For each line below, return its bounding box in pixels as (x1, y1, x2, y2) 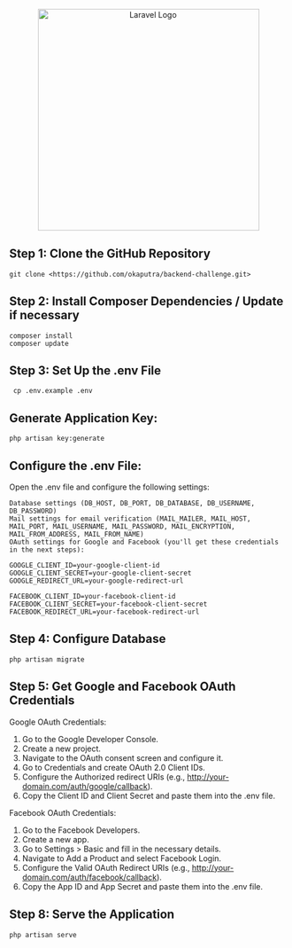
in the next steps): (9, 545, 86, 554)
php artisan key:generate (9, 435, 104, 443)
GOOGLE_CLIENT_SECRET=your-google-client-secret (9, 568, 192, 578)
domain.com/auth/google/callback (21, 780, 148, 791)
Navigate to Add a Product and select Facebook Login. (21, 852, 222, 864)
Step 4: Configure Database (9, 631, 166, 646)
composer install (9, 331, 73, 341)
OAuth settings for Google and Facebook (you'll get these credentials (9, 537, 279, 547)
